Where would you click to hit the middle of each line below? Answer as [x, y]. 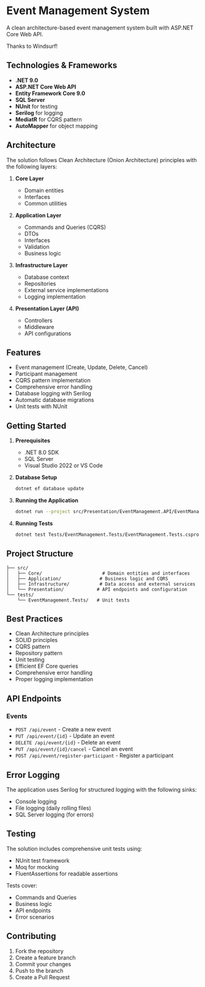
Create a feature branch [45, 958]
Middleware [39, 327]
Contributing [31, 936]
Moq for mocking [37, 867]
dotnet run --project [43, 512]
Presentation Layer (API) [47, 308]
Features [24, 353]
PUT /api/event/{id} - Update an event [65, 736]
